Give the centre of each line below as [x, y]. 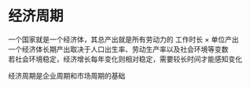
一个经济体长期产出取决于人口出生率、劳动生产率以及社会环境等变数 [118, 49]
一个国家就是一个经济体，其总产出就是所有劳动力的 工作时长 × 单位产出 [124, 39]
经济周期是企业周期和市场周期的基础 [67, 75]
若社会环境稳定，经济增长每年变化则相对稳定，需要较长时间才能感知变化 [125, 59]
